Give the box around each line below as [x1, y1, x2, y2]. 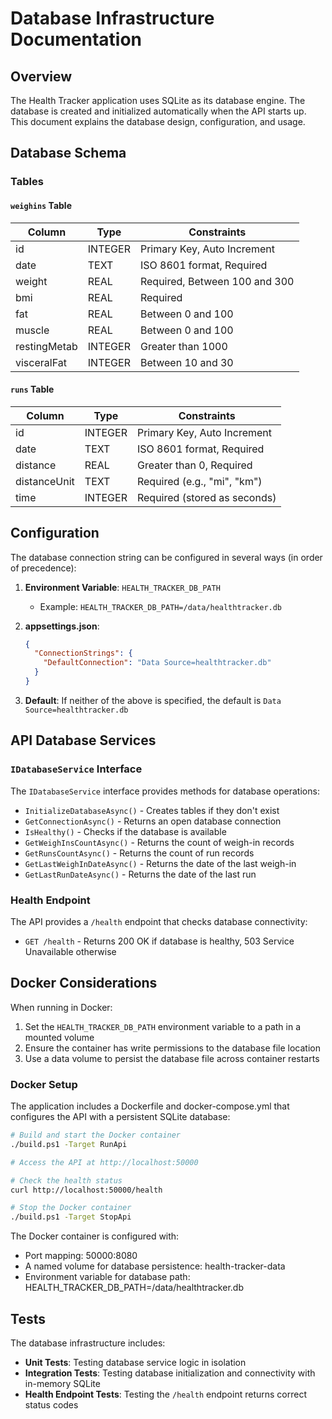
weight [15, 274, 48, 288]
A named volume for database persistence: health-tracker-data [24, 1260, 286, 1272]
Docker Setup [10, 1077, 78, 1091]
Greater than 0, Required [136, 458, 253, 472]
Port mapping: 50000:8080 [24, 1250, 138, 1262]
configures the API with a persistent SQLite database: [10, 1111, 231, 1122]
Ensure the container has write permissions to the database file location [24, 1042, 321, 1054]
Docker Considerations [10, 975, 158, 992]
